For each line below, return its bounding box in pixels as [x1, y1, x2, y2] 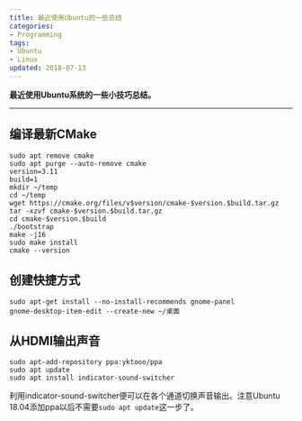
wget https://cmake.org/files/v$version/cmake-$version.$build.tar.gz [9, 198, 280, 207]
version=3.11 [9, 167, 58, 176]
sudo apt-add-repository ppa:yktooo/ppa [9, 358, 164, 367]
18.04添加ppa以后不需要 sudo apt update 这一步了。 [9, 402, 200, 413]
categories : [9, 22, 54, 31]
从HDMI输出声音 [9, 333, 101, 348]
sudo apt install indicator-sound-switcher [9, 373, 175, 383]
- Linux [9, 55, 39, 64]
